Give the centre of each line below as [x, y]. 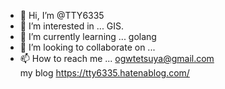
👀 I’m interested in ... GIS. [72, 26]
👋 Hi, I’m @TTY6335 [62, 15]
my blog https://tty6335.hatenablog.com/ [104, 73]
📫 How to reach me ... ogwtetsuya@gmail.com [117, 58]
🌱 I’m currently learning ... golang [88, 36]
